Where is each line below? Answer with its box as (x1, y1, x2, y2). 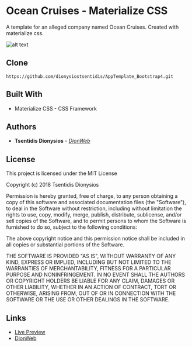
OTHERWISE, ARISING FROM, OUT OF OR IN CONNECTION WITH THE (6, 290, 176, 297)
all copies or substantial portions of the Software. (6, 241, 124, 248)
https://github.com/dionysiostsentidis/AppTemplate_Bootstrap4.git (6, 73, 174, 80)
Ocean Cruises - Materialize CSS (6, 4, 168, 18)
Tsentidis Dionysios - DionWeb (14, 138, 90, 145)
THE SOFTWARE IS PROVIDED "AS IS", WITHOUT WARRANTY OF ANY (6, 253, 176, 260)
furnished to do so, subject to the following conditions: (6, 224, 137, 231)
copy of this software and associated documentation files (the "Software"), (6, 199, 187, 206)
